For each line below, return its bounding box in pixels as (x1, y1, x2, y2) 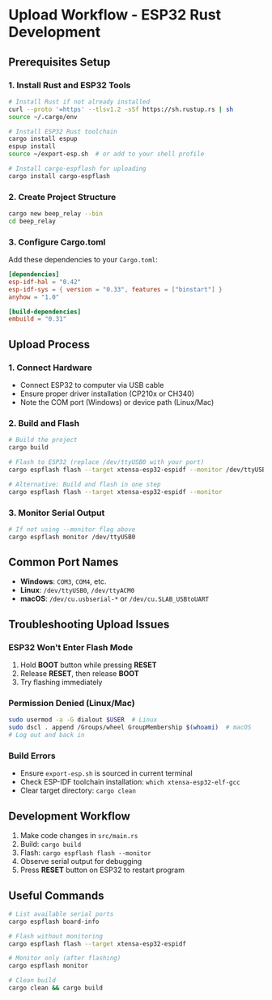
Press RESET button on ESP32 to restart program (19, 865, 185, 875)
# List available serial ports (8, 909, 114, 918)
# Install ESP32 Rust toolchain (8, 127, 117, 135)
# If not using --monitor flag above (8, 525, 136, 534)
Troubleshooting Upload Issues (8, 617, 170, 631)
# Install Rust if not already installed (8, 97, 151, 106)
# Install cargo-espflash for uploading (8, 164, 147, 172)
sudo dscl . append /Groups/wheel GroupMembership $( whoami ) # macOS (8, 723, 252, 732)
